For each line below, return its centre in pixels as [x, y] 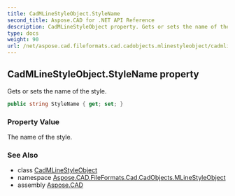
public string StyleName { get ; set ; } [65, 104]
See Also [23, 155]
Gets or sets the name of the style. [57, 91]
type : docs [23, 33]
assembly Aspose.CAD [50, 185]
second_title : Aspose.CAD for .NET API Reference [81, 20]
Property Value [34, 121]
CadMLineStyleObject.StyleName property [103, 74]
